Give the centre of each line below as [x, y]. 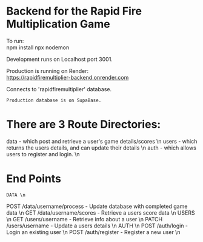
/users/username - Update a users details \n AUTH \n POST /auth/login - [97, 226]
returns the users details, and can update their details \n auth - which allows [101, 148]
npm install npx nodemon [38, 47]
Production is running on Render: [48, 71]
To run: [15, 41]
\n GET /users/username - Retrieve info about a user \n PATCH [84, 219]
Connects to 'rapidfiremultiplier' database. [59, 89]
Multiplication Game [58, 24]
